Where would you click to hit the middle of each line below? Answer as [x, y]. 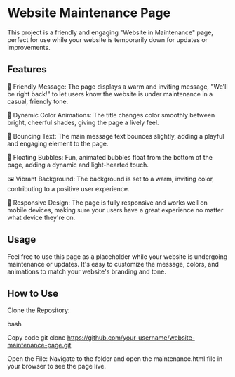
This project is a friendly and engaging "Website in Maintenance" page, [110, 32]
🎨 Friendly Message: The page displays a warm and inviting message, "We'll [117, 87]
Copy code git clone [36, 338]
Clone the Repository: [39, 310]
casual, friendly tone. [38, 101]
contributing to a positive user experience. [68, 188]
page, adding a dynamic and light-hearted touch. [78, 165]
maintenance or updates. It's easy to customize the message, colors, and [113, 264]
